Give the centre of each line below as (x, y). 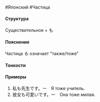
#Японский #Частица (28, 7)
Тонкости (16, 65)
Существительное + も (29, 30)
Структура (17, 18)
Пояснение (17, 42)
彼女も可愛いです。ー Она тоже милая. (54, 95)
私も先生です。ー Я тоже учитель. (49, 89)
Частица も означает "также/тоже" (42, 54)
